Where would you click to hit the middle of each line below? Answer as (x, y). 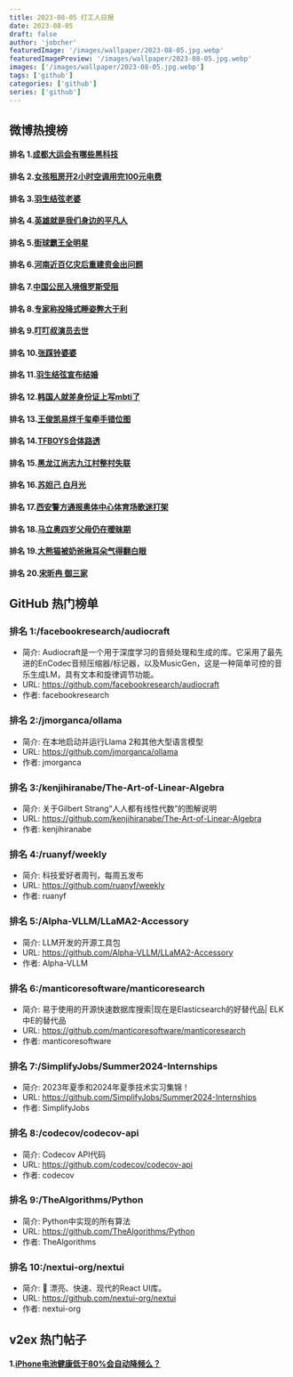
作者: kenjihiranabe (57, 830)
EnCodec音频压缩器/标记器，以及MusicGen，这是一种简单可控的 (156, 663)
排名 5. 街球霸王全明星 (49, 242)
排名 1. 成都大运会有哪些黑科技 (64, 154)
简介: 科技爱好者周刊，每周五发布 (83, 875)
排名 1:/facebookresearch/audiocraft (90, 631)
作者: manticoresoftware (67, 1041)
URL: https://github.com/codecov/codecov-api (107, 1164)
